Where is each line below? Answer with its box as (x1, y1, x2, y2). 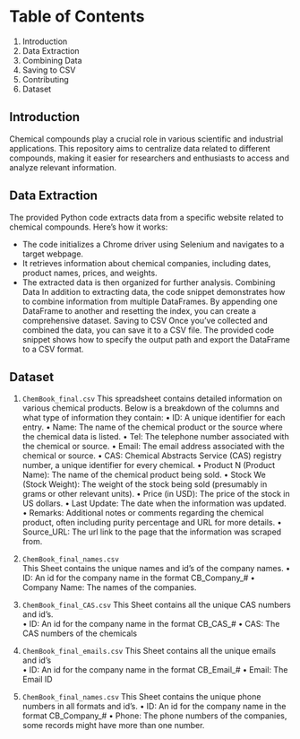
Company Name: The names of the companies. (21, 582, 197, 593)
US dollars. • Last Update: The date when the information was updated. (21, 498, 287, 509)
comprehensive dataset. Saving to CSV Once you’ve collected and (21, 315, 268, 326)
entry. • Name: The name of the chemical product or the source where (21, 422, 284, 432)
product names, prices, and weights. (21, 267, 159, 278)
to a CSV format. (21, 343, 84, 354)
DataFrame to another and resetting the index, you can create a (21, 305, 257, 316)
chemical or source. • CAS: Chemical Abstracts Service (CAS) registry (21, 450, 282, 461)
